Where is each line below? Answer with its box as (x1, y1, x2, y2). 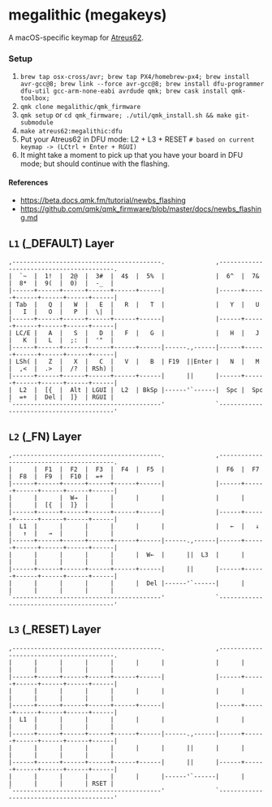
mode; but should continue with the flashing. (19, 159, 171, 168)
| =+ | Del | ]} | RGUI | (8, 393, 114, 402)
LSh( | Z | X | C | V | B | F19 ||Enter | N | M (15, 358, 260, 366)
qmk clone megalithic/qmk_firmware (19, 103, 141, 111)
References (8, 177, 49, 187)
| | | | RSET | (8, 779, 114, 787)
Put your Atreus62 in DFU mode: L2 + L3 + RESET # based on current (19, 134, 255, 144)
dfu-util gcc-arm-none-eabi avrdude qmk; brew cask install (19, 87, 228, 95)
